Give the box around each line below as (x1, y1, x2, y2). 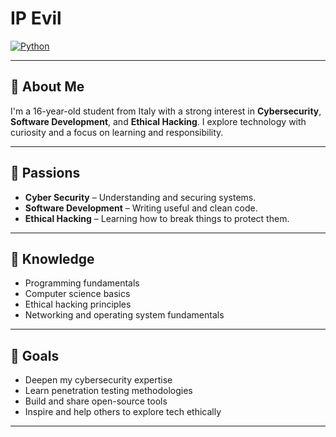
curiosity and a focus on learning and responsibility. (10, 126, 224, 138)
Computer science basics (24, 288, 131, 300)
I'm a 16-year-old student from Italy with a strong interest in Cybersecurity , (10, 105, 322, 117)
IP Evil (10, 7, 62, 30)
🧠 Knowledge (10, 250, 95, 267)
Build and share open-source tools (24, 395, 168, 407)
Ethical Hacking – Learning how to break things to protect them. (24, 212, 290, 224)
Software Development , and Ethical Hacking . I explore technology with (10, 115, 307, 127)
